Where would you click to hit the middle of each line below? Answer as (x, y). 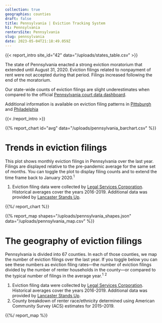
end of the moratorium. (28, 80)
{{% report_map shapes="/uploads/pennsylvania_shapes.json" (68, 216)
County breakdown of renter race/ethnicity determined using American (83, 301)
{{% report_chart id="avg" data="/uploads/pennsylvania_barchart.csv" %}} (81, 128)
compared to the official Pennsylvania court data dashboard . (66, 94)
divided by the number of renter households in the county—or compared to (81, 270)
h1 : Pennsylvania (23, 28)
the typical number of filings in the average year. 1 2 (56, 275)
